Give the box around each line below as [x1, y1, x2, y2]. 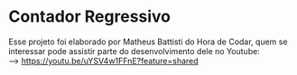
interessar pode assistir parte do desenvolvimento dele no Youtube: [8, 45, 261, 56]
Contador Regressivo [8, 6, 172, 27]
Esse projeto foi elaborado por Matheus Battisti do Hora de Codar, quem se [8, 36, 288, 47]
